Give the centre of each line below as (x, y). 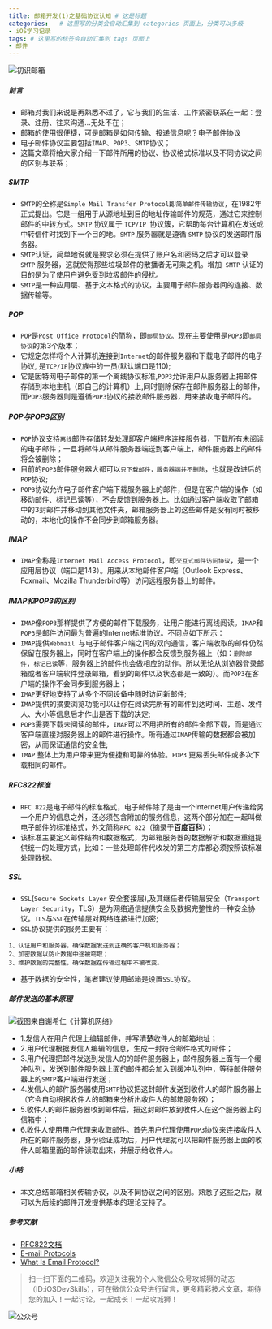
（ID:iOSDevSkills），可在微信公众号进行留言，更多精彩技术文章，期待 (145, 1288)
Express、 (230, 570)
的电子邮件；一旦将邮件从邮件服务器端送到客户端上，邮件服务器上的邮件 (141, 449)
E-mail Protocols (47, 1253)
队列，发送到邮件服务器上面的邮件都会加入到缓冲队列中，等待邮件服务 (145, 1068)
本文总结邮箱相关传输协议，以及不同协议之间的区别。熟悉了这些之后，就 (141, 1192)
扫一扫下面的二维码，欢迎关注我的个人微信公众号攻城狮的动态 (132, 1279)
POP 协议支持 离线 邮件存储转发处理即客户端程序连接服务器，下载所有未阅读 (142, 438)
